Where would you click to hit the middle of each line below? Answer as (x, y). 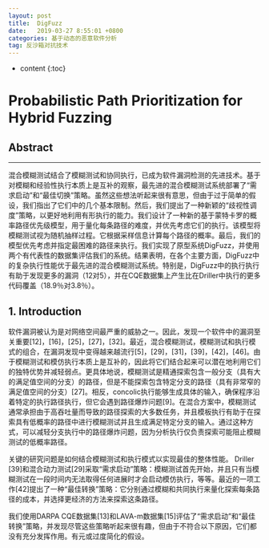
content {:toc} (43, 68)
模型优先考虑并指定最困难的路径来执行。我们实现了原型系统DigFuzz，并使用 (134, 246)
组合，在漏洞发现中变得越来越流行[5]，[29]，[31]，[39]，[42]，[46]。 (138, 351)
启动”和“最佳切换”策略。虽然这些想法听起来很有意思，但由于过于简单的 (132, 195)
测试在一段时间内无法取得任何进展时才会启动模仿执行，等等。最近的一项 (134, 479)
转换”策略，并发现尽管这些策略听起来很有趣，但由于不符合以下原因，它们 (129, 526)
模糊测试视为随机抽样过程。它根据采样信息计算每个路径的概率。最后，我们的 (134, 235)
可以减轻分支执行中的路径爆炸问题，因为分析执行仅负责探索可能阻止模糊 (141, 432)
